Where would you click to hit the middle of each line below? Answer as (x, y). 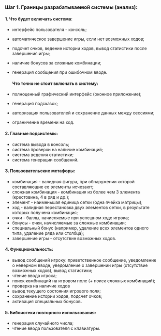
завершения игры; (31, 54)
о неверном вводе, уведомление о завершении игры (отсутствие (80, 265)
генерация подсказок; (35, 104)
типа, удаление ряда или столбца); (48, 233)
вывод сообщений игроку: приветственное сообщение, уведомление (84, 260)
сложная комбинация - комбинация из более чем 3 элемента (76, 192)
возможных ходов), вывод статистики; (52, 270)
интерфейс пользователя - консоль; (49, 30)
